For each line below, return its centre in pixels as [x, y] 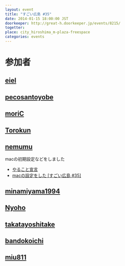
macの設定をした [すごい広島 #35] [46, 175]
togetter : [15, 28]
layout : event [19, 9]
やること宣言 [25, 170]
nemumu [19, 147]
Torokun [18, 130]
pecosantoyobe [29, 97]
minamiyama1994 [33, 191]
